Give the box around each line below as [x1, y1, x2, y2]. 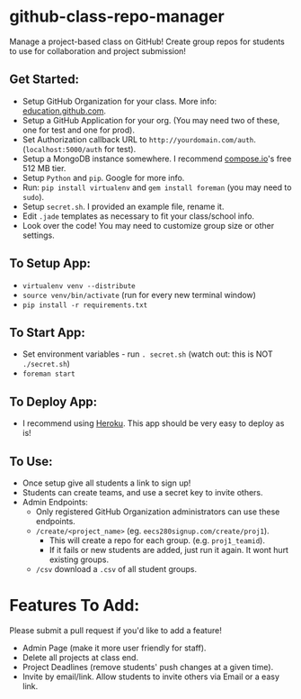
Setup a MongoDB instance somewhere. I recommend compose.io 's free [22, 153, 292, 164]
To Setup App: [9, 256, 92, 271]
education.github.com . [22, 105, 106, 116]
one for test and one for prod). [22, 124, 135, 135]
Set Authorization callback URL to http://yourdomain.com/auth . [22, 133, 256, 145]
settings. [22, 230, 56, 241]
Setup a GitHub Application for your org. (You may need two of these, [22, 114, 280, 125]
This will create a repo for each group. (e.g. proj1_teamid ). [49, 535, 265, 546]
